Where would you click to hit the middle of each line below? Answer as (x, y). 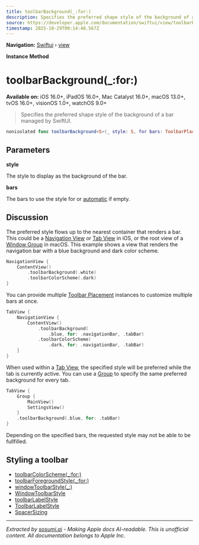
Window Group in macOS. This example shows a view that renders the (92, 244)
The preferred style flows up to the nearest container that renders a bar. (94, 232)
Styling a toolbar (37, 460)
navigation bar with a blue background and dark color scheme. (83, 251)
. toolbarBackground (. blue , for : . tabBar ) (68, 418)
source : (16, 23)
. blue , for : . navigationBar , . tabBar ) (96, 334)
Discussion (27, 218)
